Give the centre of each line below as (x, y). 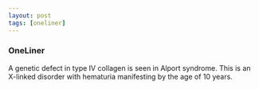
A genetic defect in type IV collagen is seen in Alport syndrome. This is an (129, 68)
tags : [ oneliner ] (37, 23)
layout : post (30, 15)
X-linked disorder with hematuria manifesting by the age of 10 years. (120, 76)
